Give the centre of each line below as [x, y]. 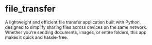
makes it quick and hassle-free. [36, 37]
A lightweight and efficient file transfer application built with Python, [73, 22]
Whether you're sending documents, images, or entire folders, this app [76, 32]
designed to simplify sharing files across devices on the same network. [76, 27]
